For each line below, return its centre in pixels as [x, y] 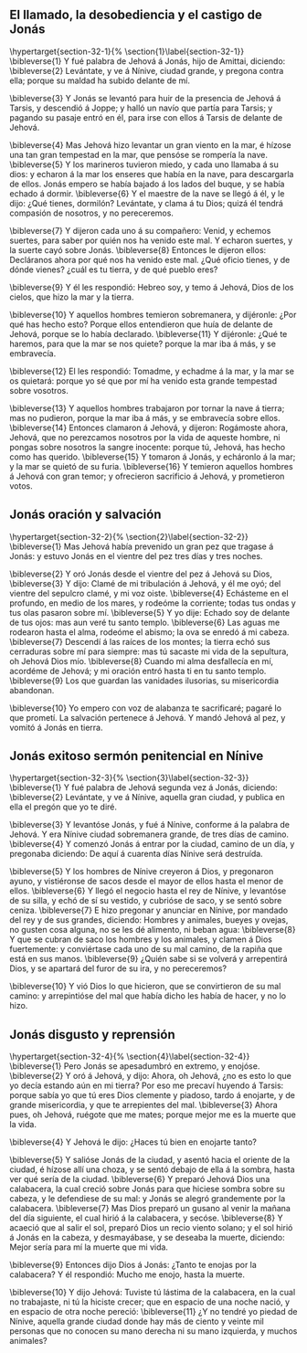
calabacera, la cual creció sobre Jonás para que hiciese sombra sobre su [148, 1189]
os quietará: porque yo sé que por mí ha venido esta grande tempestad [143, 381]
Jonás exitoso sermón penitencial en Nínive [137, 756]
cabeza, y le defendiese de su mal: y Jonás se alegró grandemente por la [148, 1199]
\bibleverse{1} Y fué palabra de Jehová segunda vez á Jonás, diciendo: [144, 787]
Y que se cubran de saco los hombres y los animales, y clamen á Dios [141, 939]
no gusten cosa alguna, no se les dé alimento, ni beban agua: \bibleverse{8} [153, 930]
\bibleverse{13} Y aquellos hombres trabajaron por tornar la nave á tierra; [147, 408]
